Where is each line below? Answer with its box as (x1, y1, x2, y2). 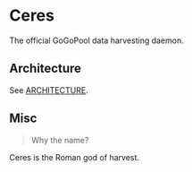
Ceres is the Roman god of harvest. (9, 151, 140, 162)
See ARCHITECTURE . (9, 84, 88, 95)
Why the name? (30, 134, 89, 145)
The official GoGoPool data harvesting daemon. (9, 35, 185, 46)
